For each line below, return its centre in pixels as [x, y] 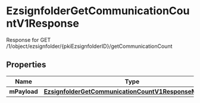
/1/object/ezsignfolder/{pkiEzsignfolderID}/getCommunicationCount [89, 46]
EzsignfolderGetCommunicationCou [98, 11]
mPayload [24, 91]
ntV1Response [43, 23]
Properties [26, 65]
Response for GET [29, 40]
